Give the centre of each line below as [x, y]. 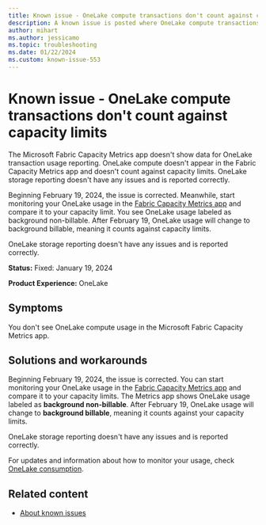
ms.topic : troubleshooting [53, 45]
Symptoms [36, 308]
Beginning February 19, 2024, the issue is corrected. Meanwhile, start [122, 195]
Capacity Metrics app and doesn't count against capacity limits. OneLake [127, 171]
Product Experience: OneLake [58, 283]
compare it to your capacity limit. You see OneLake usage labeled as [120, 211]
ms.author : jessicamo [44, 38]
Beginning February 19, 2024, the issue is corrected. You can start [116, 379]
